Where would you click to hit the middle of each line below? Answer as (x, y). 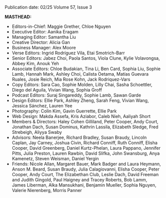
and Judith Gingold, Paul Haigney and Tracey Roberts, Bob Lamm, (80, 180)
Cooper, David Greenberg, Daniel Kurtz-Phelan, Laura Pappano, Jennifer (86, 148)
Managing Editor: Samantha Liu (44, 37)
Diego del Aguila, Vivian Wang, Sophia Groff (57, 90)
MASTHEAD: (18, 17)
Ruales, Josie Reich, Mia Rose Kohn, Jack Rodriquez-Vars (71, 79)
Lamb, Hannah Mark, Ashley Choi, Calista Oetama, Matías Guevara (80, 74)
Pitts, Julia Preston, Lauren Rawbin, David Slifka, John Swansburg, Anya (86, 153)
